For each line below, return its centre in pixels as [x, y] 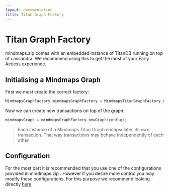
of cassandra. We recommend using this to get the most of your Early [77, 59]
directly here [18, 184]
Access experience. [26, 64]
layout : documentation [29, 10]
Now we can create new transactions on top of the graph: [65, 111]
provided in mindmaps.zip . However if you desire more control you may [80, 173]
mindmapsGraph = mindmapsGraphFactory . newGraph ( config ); [66, 120]
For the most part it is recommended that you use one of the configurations [83, 168]
